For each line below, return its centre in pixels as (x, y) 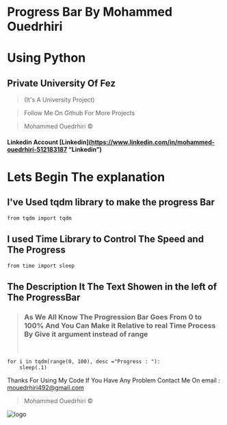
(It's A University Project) (59, 100)
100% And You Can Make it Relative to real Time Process (120, 325)
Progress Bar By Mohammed (90, 12)
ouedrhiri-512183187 (37, 149)
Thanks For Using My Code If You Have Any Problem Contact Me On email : (114, 380)
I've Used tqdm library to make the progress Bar (111, 202)
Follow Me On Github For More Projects (79, 113)
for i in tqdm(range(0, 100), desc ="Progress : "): (84, 362)
